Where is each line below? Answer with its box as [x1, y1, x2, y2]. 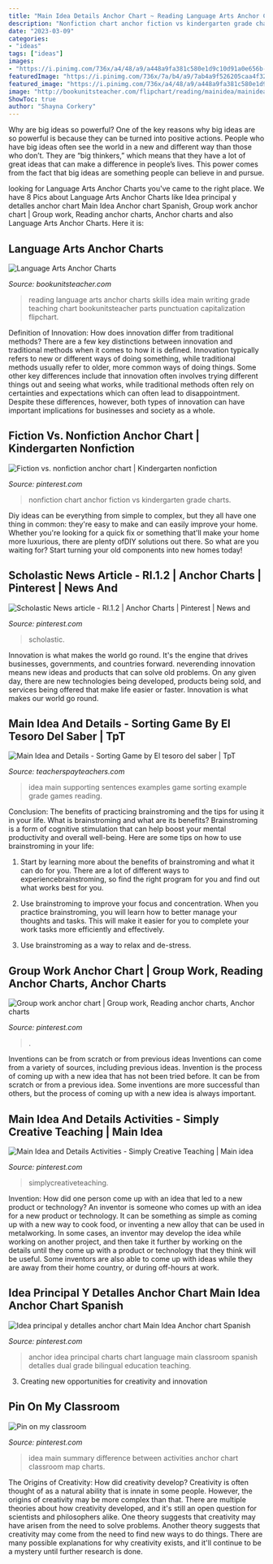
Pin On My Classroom [8, 1400, 120, 1414]
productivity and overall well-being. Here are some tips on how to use [8, 833, 242, 843]
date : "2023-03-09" [8, 27, 75, 35]
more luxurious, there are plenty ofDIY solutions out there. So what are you [8, 536, 259, 546]
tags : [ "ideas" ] [8, 50, 63, 58]
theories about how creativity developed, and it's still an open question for [8, 1503, 258, 1513]
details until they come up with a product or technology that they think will [8, 1246, 256, 1255]
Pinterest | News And [8, 582, 118, 596]
